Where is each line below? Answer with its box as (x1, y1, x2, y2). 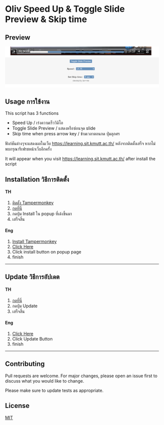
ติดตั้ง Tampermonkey (12, 199, 54, 206)
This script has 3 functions (5, 110, 59, 116)
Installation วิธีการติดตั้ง (5, 175, 69, 184)
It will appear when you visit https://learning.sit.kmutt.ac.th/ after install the (5, 156, 156, 162)
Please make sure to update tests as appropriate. (5, 387, 104, 393)
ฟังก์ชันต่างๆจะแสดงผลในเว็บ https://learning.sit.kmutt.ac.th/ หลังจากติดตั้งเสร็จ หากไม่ (5, 141, 156, 147)
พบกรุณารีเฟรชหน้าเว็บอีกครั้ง (5, 146, 52, 152)
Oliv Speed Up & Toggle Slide (5, 3, 125, 15)
